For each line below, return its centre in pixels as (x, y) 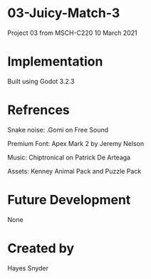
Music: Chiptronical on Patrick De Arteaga (69, 157)
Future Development (69, 200)
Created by (41, 248)
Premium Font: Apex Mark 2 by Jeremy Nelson (76, 143)
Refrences (38, 110)
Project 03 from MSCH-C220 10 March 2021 (72, 33)
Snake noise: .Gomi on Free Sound (58, 130)
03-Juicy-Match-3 (64, 13)
